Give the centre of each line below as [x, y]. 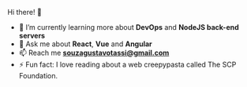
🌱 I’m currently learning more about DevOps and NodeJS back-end [129, 27]
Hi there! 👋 [25, 12]
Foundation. [38, 76]
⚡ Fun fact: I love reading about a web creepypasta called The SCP [127, 64]
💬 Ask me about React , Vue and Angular [86, 44]
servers [32, 36]
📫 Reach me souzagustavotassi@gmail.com [94, 53]
